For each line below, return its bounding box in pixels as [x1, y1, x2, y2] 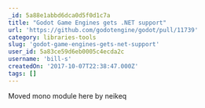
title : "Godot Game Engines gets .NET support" [8, 19, 167, 27]
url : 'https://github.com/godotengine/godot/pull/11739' [8, 26, 199, 34]
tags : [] [8, 70, 37, 77]
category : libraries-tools [8, 33, 97, 41]
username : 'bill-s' [8, 56, 72, 63]
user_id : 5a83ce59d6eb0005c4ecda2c [8, 48, 125, 56]
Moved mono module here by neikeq [8, 91, 127, 100]
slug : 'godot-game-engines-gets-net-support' [8, 41, 159, 49]
